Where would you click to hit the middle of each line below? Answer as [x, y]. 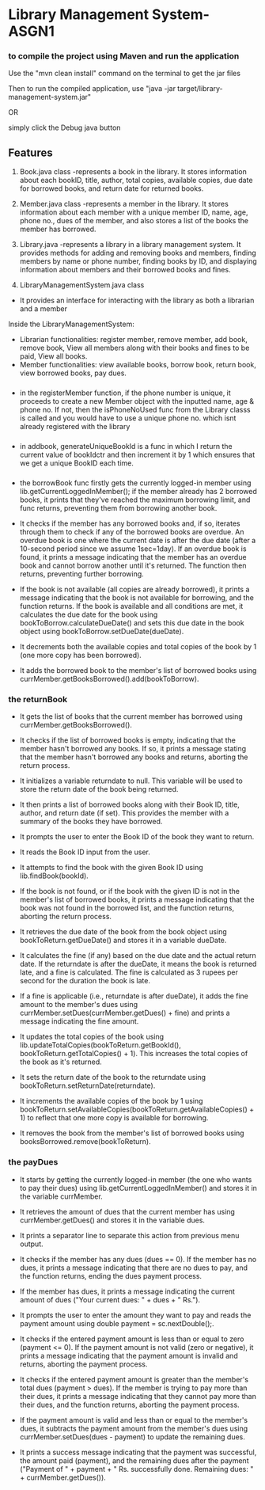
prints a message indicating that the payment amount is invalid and [129, 1355]
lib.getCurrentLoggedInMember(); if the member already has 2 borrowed [138, 492]
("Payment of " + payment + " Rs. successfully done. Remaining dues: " [136, 1469]
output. [31, 1244]
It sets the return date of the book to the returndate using [113, 1078]
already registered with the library [75, 427]
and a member [43, 309]
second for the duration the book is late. [85, 981]
